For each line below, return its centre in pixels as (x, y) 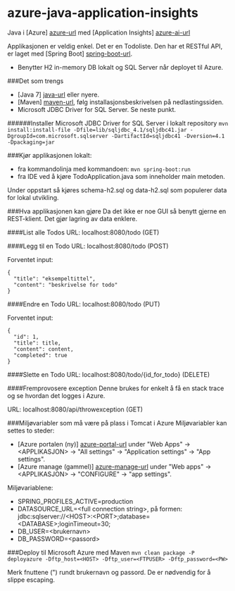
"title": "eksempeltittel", (55, 279)
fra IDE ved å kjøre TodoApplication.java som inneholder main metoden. (121, 176)
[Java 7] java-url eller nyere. (58, 94)
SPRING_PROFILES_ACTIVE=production (75, 501)
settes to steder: (31, 430)
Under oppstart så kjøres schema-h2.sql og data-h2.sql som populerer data (117, 190)
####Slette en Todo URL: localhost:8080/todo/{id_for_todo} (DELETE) (108, 374)
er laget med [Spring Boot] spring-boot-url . (70, 54)
